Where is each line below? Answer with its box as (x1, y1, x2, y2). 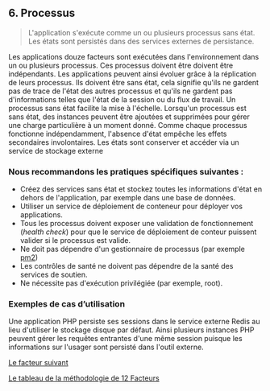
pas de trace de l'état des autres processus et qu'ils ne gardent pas (8, 86, 233, 96)
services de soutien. (19, 270, 88, 280)
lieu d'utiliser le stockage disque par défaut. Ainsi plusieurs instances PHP (8, 325, 255, 335)
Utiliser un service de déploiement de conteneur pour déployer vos (19, 201, 243, 212)
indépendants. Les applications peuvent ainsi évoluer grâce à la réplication (8, 68, 256, 79)
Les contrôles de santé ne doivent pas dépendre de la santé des (19, 261, 234, 271)
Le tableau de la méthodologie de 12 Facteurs (8, 373, 160, 383)
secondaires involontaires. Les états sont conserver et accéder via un (8, 137, 239, 147)
